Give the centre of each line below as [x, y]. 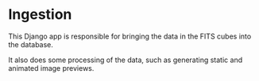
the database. [31, 44]
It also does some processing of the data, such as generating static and [126, 60]
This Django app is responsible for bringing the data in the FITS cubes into [130, 36]
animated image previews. [51, 68]
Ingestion [40, 15]
